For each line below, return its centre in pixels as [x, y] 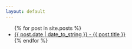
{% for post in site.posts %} [48, 28]
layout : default [25, 11]
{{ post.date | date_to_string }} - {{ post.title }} [70, 34]
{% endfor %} [31, 40]
